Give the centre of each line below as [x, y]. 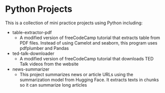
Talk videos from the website [49, 64]
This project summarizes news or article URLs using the [76, 74]
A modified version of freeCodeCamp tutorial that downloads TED [87, 58]
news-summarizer [31, 69]
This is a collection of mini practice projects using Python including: [74, 23]
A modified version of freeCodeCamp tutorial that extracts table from [90, 38]
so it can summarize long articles [53, 85]
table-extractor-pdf [32, 32]
